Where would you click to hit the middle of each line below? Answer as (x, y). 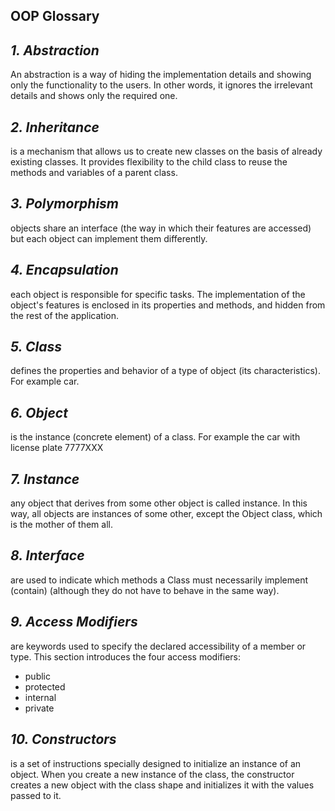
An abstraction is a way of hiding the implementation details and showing (161, 75)
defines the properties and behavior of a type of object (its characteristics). (165, 371)
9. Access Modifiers (74, 622)
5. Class (36, 347)
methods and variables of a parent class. (94, 173)
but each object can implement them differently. (109, 238)
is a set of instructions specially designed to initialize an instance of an (156, 763)
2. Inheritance (55, 127)
